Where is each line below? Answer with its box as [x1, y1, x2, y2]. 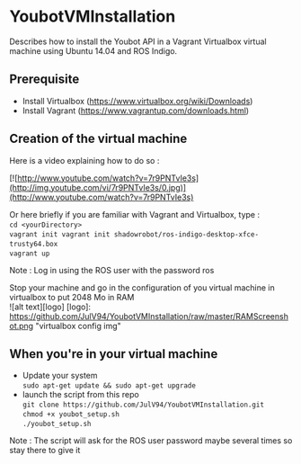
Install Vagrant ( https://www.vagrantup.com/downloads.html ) [22, 105, 250, 116]
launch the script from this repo [22, 389, 139, 400]
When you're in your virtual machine [9, 346, 218, 361]
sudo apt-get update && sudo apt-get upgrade [22, 381, 196, 390]
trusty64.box [9, 239, 58, 248]
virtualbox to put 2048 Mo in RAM [9, 291, 135, 302]
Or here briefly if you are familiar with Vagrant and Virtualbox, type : [9, 209, 261, 219]
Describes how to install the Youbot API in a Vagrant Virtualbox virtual [9, 36, 267, 47]
